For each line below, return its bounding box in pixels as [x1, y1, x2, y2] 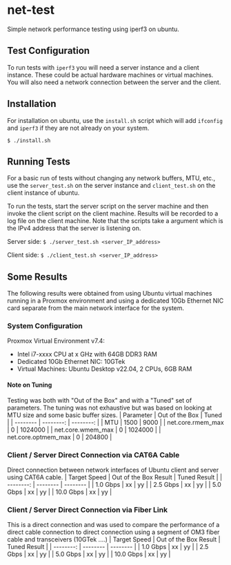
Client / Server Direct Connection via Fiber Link [7, 505, 168, 515]
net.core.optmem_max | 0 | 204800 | [7, 432, 112, 441]
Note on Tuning [7, 381, 52, 389]
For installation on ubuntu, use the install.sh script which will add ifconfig [7, 116, 223, 124]
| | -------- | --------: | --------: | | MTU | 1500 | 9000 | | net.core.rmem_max [7, 418, 224, 426]
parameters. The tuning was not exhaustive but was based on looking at [7, 403, 212, 412]
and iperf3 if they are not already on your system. [7, 124, 150, 132]
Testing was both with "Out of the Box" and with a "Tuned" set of [7, 396, 192, 404]
